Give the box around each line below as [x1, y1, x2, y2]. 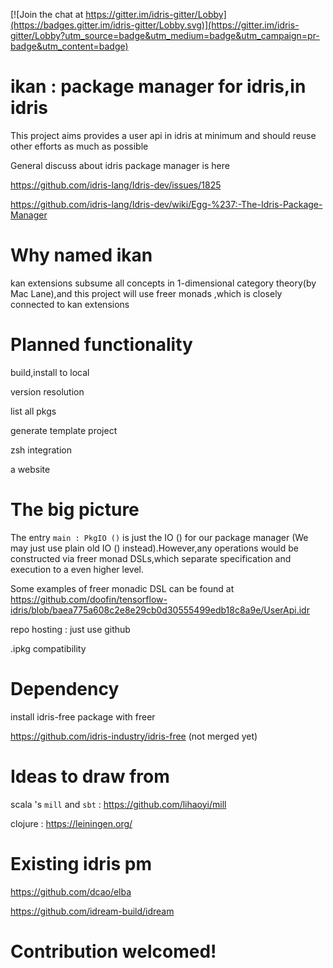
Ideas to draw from [10, 765, 170, 788]
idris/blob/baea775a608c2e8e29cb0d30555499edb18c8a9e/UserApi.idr [10, 604, 310, 616]
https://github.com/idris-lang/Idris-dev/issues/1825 [10, 179, 222, 191]
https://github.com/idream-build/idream [10, 905, 175, 917]
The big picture [10, 499, 140, 521]
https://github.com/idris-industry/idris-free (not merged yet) [10, 730, 258, 742]
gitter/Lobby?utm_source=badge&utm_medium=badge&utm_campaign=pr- [10, 30, 320, 41]
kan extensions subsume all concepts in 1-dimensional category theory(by [10, 277, 317, 289]
